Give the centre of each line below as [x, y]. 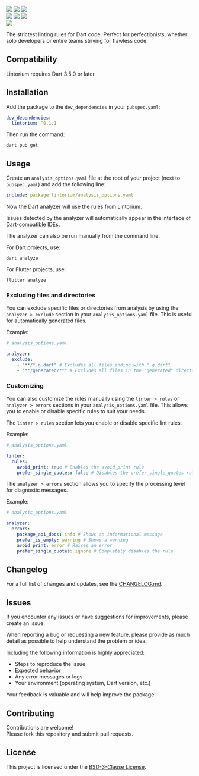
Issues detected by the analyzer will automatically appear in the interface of [99, 218]
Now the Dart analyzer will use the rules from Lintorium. [74, 207]
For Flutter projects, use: [36, 269]
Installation [27, 92]
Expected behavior [38, 670]
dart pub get [22, 146]
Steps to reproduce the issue [50, 664]
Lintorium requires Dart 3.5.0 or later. [51, 74]
